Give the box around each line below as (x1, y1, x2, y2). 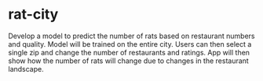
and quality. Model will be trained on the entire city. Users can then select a (8, 39, 252, 48)
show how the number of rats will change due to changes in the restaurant (8, 56, 249, 65)
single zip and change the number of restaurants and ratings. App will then (8, 48, 250, 57)
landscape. (8, 64, 45, 73)
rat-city (8, 5, 59, 23)
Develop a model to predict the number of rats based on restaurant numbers (8, 31, 255, 40)
